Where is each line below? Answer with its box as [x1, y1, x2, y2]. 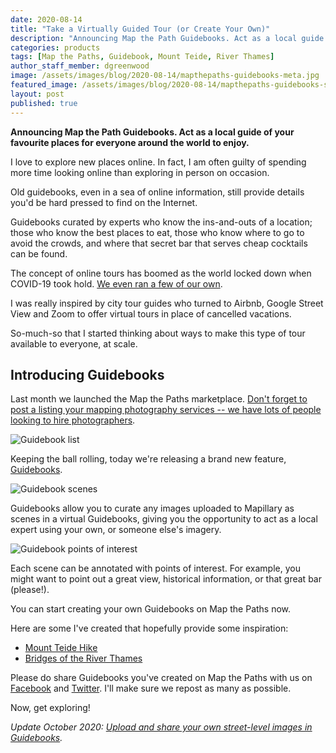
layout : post [10, 89, 65, 99]
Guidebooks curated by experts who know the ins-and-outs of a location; [10, 216, 313, 228]
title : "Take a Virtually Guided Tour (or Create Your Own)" [10, 24, 271, 34]
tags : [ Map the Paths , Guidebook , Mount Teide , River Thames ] [10, 52, 275, 62]
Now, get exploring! [10, 702, 91, 714]
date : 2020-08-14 [10, 14, 83, 25]
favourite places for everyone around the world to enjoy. [10, 136, 250, 148]
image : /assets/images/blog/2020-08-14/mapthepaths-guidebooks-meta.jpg [10, 71, 320, 81]
